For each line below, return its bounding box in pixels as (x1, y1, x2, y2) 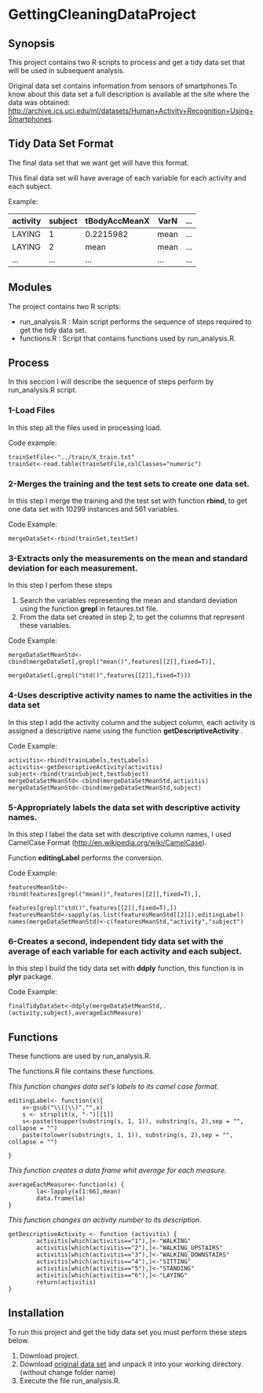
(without (19, 1367, 47, 1377)
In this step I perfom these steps (8, 581, 112, 590)
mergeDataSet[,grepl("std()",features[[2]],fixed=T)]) (8, 672, 192, 680)
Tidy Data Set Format (8, 137, 114, 151)
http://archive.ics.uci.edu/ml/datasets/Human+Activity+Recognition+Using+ (8, 106, 254, 115)
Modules (8, 281, 53, 294)
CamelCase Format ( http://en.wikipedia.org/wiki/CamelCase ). (8, 837, 207, 847)
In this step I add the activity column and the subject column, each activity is (8, 717, 256, 727)
